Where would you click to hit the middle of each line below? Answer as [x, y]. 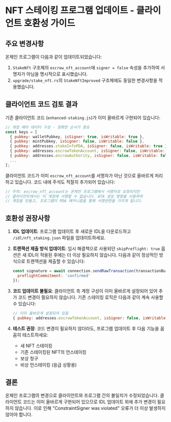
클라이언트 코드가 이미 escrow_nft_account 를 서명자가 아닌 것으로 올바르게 [79, 175]
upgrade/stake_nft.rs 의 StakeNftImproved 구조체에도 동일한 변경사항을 [85, 80]
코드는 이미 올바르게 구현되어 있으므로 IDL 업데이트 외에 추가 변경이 [89, 402]
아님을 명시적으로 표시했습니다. [57, 74]
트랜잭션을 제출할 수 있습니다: [55, 261]
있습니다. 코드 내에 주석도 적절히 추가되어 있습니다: [65, 182]
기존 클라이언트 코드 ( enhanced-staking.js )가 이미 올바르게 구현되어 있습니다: [83, 117]
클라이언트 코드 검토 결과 [41, 104]
